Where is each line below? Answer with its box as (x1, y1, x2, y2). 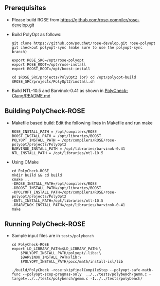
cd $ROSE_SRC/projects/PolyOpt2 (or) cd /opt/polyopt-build (11, 75, 136, 80)
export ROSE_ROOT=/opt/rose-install (11, 62, 86, 67)
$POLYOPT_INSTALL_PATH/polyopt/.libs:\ (20, 250, 102, 256)
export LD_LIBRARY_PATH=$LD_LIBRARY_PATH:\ (11, 247, 102, 251)
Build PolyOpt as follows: (11, 31, 62, 37)
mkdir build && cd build (11, 173, 62, 178)
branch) (11, 49, 27, 54)
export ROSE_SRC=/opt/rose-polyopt (11, 58, 84, 63)
